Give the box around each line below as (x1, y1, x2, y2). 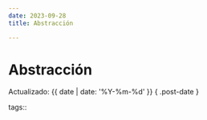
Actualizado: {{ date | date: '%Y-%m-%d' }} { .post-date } (8, 87, 199, 97)
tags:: (8, 102, 27, 112)
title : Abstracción (8, 19, 74, 27)
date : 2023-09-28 (8, 11, 67, 20)
